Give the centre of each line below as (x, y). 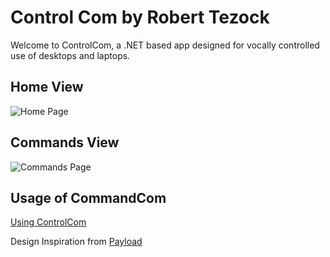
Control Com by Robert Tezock (140, 17)
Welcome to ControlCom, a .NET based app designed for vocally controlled (165, 45)
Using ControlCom (48, 222)
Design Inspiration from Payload (76, 242)
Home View (47, 87)
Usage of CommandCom (88, 197)
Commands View (65, 142)
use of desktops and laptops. (70, 55)
